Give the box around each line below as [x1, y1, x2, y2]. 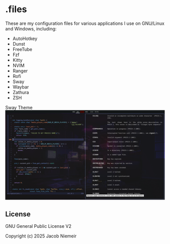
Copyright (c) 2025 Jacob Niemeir [5, 233, 77, 239]
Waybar [12, 84, 29, 90]
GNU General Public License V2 [5, 223, 72, 229]
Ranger [12, 67, 28, 74]
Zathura [12, 89, 29, 95]
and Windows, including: [5, 25, 57, 31]
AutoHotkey [12, 35, 38, 42]
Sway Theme [5, 104, 33, 110]
